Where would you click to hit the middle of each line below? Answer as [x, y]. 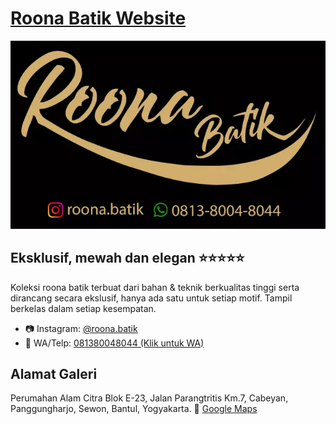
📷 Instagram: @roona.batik [81, 328]
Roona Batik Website [98, 18]
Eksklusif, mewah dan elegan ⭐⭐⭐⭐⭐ [127, 258]
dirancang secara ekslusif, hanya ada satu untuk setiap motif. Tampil [151, 298]
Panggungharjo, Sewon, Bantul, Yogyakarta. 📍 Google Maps [134, 409]
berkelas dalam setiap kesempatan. [83, 308]
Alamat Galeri [54, 373]
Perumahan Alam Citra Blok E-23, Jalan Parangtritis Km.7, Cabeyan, [149, 398]
